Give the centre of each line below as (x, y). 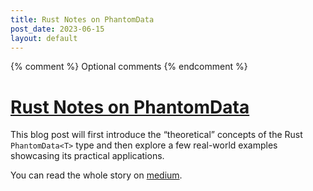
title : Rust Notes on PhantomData (82, 19)
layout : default (44, 38)
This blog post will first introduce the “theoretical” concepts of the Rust (156, 135)
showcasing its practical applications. (87, 156)
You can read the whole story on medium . (96, 175)
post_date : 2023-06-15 (57, 29)
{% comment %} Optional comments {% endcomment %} (129, 67)
